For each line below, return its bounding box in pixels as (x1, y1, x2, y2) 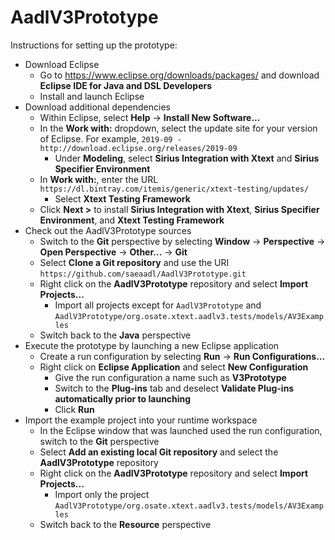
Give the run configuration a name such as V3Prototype (54, 371, 287, 383)
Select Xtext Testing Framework (54, 192, 191, 205)
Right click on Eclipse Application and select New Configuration (39, 361, 309, 373)
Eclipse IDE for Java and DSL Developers (39, 79, 213, 91)
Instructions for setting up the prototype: (10, 39, 178, 51)
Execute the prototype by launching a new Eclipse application (24, 339, 280, 351)
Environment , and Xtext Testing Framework (39, 214, 225, 226)
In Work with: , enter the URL (39, 173, 159, 185)
